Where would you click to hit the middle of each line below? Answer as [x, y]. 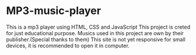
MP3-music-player [54, 11]
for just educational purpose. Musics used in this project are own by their [95, 33]
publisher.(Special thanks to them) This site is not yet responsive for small [96, 39]
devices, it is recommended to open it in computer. [68, 46]
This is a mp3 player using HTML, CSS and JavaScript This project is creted [98, 27]
